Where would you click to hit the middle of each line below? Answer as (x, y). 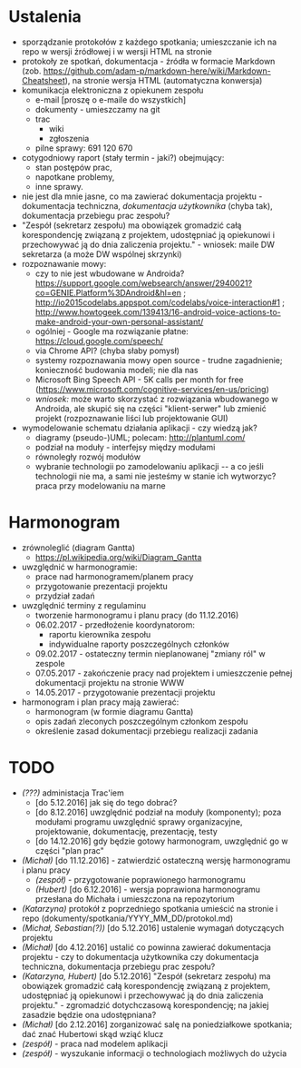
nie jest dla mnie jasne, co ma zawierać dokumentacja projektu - (142, 196)
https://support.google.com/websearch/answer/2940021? (144, 282)
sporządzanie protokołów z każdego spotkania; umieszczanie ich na (149, 42)
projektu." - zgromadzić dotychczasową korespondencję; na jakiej (145, 1004)
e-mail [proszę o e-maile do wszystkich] (111, 99)
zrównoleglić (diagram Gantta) (78, 548)
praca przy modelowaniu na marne (100, 485)
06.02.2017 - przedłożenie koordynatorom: (115, 625)
